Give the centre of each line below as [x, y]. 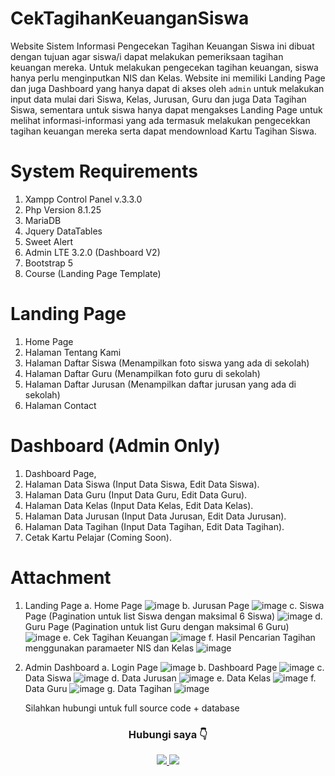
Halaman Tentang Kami [73, 352]
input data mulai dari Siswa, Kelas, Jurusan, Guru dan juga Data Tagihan [158, 99]
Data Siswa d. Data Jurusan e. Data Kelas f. [170, 678]
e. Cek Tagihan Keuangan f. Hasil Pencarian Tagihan [189, 637]
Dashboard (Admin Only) [115, 446]
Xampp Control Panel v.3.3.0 [83, 199]
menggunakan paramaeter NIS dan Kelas [109, 648]
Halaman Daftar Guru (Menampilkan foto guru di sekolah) [142, 373]
